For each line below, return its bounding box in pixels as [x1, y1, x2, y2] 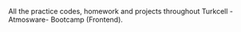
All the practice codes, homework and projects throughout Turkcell [8, 7, 228, 16]
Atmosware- [8, 15, 49, 24]
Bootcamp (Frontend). [50, 15, 124, 24]
